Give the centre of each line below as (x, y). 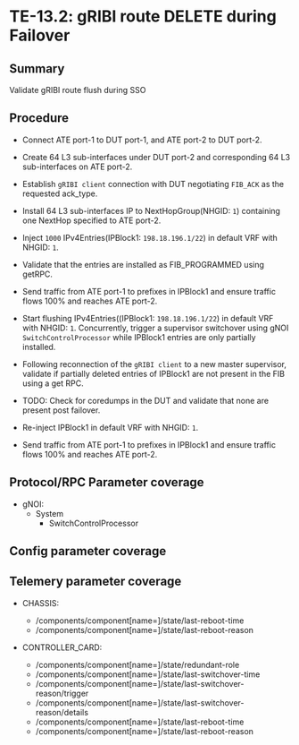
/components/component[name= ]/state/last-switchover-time (148, 674)
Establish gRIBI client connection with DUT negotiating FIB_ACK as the (153, 184)
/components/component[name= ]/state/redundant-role (137, 664)
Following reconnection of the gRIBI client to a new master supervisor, (154, 364)
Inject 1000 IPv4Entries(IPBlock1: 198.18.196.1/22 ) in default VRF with (150, 237)
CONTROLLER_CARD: (62, 647)
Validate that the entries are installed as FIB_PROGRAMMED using (143, 264)
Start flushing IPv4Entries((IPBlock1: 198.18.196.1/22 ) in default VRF (148, 318)
